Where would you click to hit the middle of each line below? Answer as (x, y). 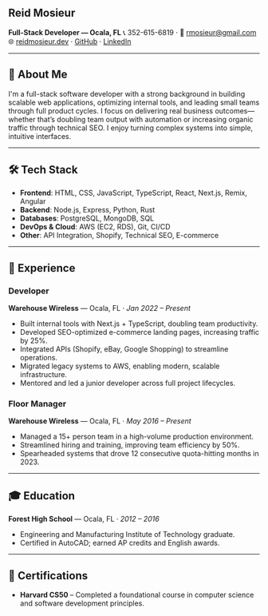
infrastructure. (43, 375)
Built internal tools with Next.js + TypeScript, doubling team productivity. (139, 324)
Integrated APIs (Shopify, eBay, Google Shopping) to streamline (124, 349)
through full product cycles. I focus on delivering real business (111, 110)
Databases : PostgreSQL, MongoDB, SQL (87, 218)
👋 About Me (38, 75)
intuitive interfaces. (40, 136)
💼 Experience (42, 268)
